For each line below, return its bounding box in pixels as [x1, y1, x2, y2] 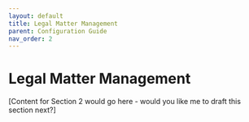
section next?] [8, 105, 57, 115]
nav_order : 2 [8, 34, 53, 43]
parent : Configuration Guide [8, 27, 107, 35]
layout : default [8, 11, 63, 20]
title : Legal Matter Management [8, 20, 118, 28]
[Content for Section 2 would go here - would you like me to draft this [8, 97, 242, 107]
